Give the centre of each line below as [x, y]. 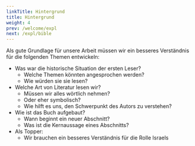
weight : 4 [18, 23]
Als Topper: [29, 132]
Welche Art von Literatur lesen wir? [58, 87]
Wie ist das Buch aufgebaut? [50, 113]
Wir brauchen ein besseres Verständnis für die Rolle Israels [96, 138]
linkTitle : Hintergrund [36, 12]
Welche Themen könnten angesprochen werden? [84, 75]
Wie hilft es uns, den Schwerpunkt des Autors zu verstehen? [98, 106]
